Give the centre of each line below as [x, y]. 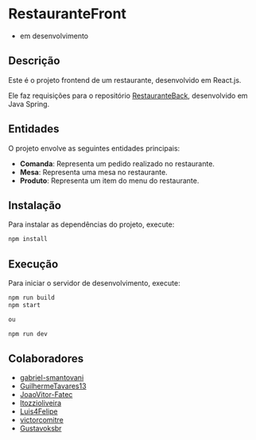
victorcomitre [41, 420]
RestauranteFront [68, 14]
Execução [33, 264]
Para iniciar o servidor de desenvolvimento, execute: [94, 283]
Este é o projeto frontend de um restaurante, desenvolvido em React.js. [125, 80]
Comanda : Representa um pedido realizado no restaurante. [117, 163]
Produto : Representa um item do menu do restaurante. [109, 181]
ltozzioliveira [41, 403]
